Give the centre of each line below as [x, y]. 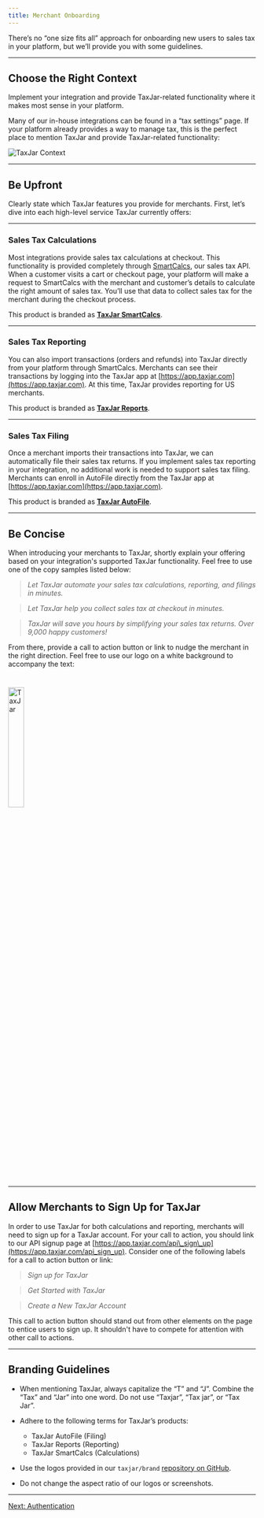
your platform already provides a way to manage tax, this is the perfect [123, 129]
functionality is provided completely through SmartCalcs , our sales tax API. [130, 265]
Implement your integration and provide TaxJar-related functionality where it [132, 97]
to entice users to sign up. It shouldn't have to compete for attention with [126, 1329]
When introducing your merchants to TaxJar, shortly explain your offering [127, 553]
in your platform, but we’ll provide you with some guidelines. [106, 46]
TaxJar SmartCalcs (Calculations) [85, 1453]
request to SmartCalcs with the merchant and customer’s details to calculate [132, 282]
